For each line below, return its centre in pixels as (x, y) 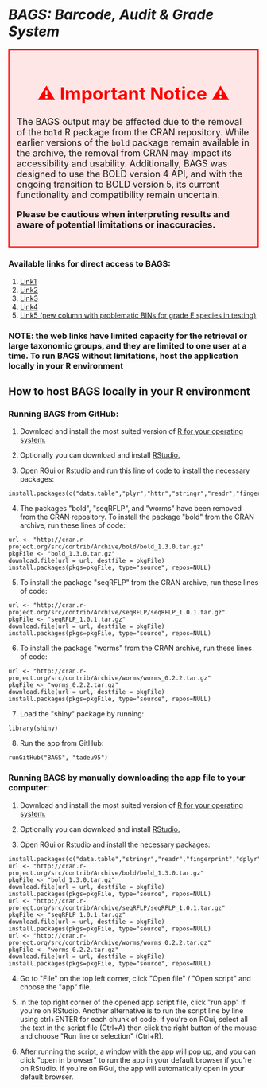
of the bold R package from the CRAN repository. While (133, 133)
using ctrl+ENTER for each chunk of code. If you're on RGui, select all (133, 1019)
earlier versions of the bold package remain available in (133, 143)
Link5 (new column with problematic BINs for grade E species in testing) (138, 315)
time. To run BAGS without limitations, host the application (123, 356)
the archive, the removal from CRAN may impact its (124, 153)
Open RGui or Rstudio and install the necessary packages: (115, 844)
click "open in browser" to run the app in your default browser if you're (135, 1059)
